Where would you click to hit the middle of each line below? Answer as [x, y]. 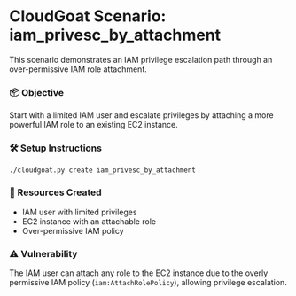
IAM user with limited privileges [79, 212]
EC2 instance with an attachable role [89, 221]
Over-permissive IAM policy [73, 230]
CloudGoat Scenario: [88, 16]
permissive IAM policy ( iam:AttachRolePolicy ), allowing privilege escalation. [148, 282]
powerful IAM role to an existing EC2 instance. [94, 125]
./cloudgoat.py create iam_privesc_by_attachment [103, 170]
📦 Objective [37, 92]
